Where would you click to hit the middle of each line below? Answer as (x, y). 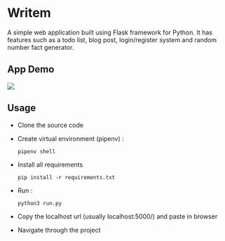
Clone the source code (50, 125)
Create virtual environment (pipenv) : (70, 138)
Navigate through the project (59, 230)
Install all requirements (50, 164)
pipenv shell (36, 151)
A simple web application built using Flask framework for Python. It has (110, 32)
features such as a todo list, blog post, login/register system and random (112, 39)
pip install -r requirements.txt (66, 177)
